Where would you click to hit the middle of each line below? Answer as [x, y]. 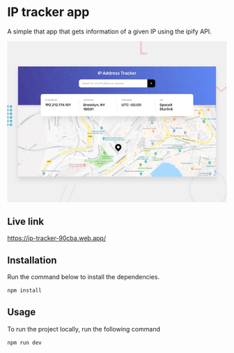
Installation [32, 260]
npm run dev [24, 343]
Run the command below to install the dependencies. [84, 277]
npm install [24, 291]
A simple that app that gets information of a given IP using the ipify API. [110, 31]
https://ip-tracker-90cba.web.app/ [57, 238]
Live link [25, 221]
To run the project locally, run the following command [84, 329]
